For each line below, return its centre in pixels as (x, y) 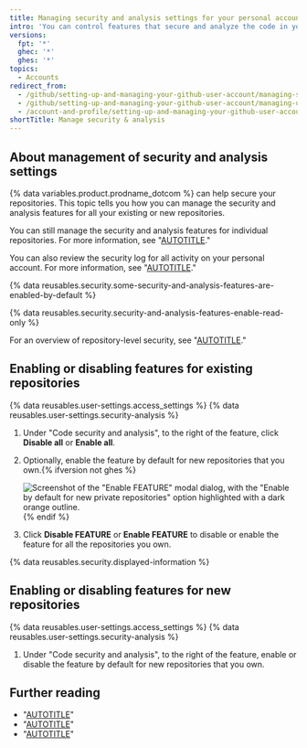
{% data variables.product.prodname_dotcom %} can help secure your (143, 193)
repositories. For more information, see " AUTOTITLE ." (110, 240)
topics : (24, 69)
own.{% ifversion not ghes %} (79, 470)
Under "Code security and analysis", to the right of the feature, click (150, 433)
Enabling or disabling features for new (120, 591)
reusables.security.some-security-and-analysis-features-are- (158, 285)
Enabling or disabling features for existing (131, 369)
